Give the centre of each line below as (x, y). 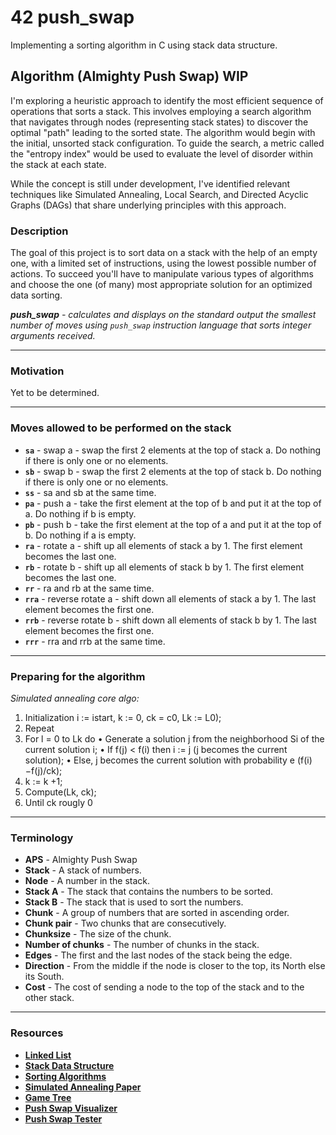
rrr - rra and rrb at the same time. (95, 641)
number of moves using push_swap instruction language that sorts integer (161, 325)
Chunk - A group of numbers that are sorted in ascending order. (157, 913)
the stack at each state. (58, 164)
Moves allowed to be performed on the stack (121, 428)
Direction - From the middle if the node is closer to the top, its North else (175, 966)
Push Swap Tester (63, 1118)
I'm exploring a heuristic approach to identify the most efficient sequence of (167, 100)
